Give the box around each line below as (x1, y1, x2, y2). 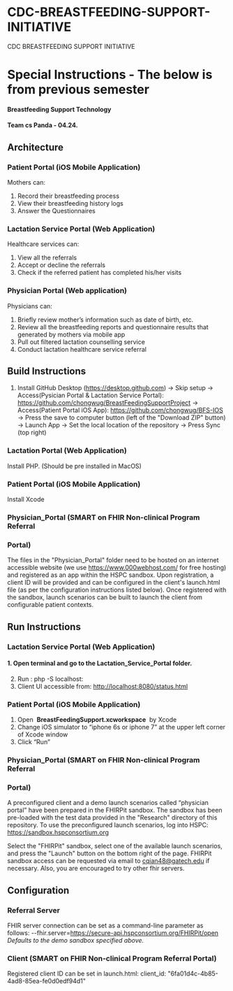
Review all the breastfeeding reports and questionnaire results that (17, 322, 209, 331)
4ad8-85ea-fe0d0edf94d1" (7, 977, 86, 985)
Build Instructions (7, 365, 87, 377)
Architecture (7, 141, 64, 153)
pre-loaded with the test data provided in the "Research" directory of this (7, 813, 218, 822)
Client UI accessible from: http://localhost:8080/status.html (17, 682, 188, 690)
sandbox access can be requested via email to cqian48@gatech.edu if (7, 857, 210, 865)
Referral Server (7, 905, 61, 915)
